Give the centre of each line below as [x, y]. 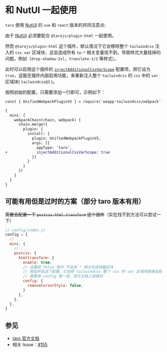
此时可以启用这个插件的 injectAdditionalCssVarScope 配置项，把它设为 [78, 69]
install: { [39, 134]
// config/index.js [25, 230]
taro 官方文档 [26, 339]
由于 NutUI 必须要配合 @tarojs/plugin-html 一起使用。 [61, 35]
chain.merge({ [33, 124]
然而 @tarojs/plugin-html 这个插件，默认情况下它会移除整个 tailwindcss [80, 46]
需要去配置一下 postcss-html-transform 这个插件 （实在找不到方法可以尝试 [81, 214]
